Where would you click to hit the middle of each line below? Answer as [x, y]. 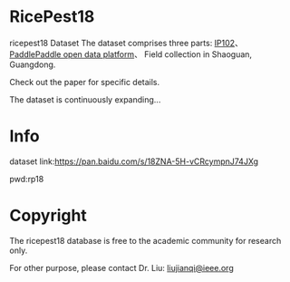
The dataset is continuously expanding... [85, 99]
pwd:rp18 [27, 179]
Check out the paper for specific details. [85, 82]
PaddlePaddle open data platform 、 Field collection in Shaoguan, [130, 54]
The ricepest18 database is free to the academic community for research [145, 240]
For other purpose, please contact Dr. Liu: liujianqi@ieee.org [121, 267]
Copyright [48, 216]
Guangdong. [33, 64]
